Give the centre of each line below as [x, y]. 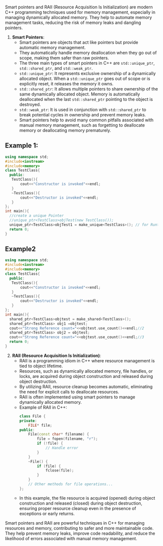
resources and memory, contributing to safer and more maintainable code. [79, 528]
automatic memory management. [52, 47]
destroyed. [30, 104]
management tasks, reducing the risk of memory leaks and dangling [73, 22]
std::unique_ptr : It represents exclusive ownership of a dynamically [88, 73]
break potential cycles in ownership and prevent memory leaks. [83, 115]
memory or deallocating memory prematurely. [65, 130]
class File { [33, 416]
